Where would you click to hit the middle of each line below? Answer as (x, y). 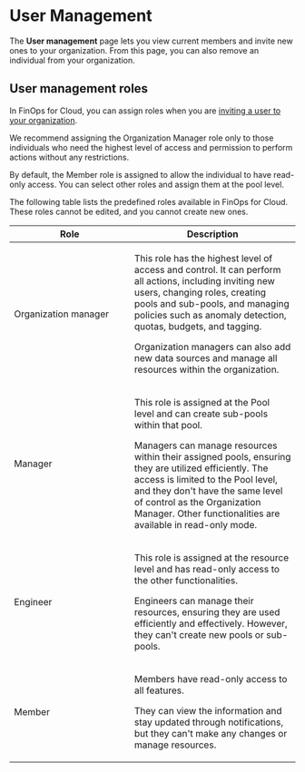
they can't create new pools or (200, 634)
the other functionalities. (187, 580)
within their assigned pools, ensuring (213, 456)
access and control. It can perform (208, 269)
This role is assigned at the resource (212, 557)
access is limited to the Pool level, (207, 479)
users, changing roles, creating (200, 292)
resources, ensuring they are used (207, 611)
